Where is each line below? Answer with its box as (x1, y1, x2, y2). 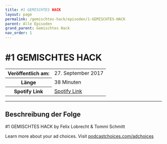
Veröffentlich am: (7, 70, 50, 77)
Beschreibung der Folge (5, 110, 81, 119)
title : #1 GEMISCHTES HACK (5, 7, 61, 12)
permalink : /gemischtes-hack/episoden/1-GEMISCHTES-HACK (5, 16, 126, 21)
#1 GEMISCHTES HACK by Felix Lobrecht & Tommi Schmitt (5, 123, 125, 130)
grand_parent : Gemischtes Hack (5, 26, 70, 31)
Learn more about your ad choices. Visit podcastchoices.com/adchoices (5, 133, 154, 139)
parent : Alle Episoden (5, 21, 52, 26)
